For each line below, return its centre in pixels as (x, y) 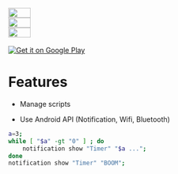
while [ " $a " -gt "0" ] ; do (56, 141)
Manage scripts (45, 104)
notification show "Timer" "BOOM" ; (67, 163)
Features (38, 82)
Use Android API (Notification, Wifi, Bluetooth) (95, 119)
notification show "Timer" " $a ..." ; (85, 149)
